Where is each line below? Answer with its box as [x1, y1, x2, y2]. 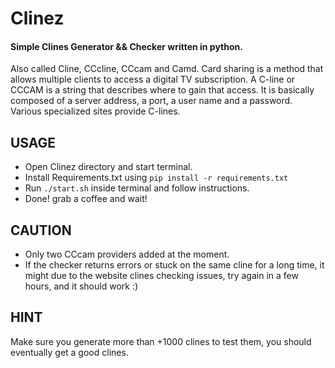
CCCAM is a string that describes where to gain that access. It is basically [10, 84, 315, 96]
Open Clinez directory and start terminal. [24, 161, 193, 173]
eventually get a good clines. [10, 346, 129, 358]
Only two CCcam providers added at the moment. [24, 248, 230, 261]
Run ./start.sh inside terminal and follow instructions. [24, 182, 250, 194]
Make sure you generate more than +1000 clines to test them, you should [10, 335, 312, 347]
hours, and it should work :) [24, 280, 139, 292]
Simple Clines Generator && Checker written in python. [10, 40, 243, 52]
